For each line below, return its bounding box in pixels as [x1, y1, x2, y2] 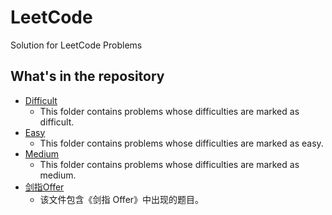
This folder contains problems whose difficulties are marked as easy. [39, 137, 324, 149]
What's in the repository [10, 68, 165, 85]
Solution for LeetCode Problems [10, 39, 143, 51]
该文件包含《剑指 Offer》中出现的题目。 [39, 193, 205, 205]
